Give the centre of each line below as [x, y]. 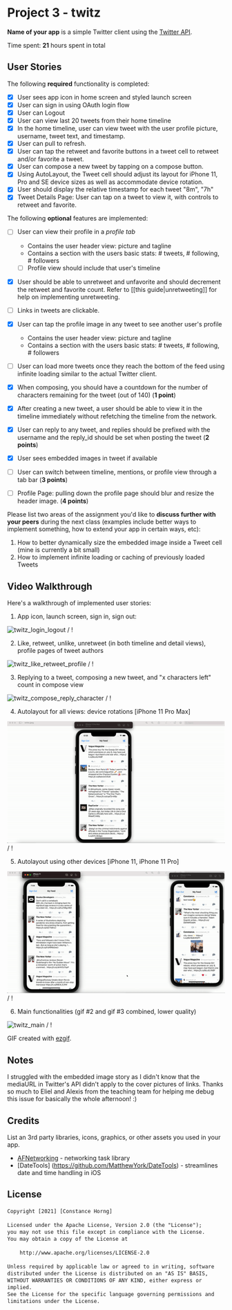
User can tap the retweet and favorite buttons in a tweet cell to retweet [118, 151]
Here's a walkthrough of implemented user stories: [79, 603]
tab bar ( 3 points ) [42, 480]
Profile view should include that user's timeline [94, 268]
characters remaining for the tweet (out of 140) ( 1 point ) [96, 395]
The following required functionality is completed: [78, 84]
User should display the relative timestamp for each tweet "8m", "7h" [115, 190]
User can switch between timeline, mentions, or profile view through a [117, 472]
